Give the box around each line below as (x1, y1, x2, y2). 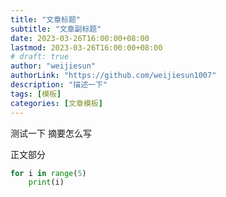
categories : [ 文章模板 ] (10, 98, 103, 108)
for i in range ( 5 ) (10, 168, 87, 178)
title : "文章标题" (10, 14, 82, 25)
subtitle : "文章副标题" (10, 24, 102, 34)
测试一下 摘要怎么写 (10, 127, 92, 139)
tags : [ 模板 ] (10, 89, 62, 99)
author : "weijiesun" (10, 61, 97, 71)
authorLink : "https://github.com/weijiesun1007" (10, 71, 217, 81)
